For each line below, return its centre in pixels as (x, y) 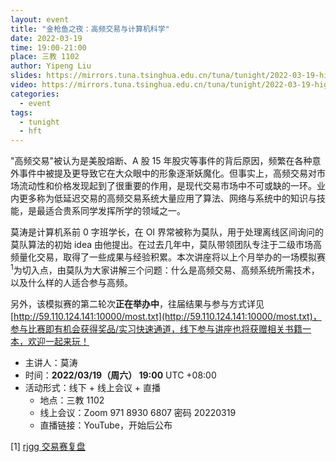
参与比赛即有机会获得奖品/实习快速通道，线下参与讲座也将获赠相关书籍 (156, 328)
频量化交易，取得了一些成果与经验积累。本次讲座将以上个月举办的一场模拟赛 (168, 257)
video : (24, 85)
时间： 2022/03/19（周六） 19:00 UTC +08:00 (120, 375)
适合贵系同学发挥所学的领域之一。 (115, 211)
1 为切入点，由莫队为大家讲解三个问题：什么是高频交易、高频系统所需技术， (165, 269)
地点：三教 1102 (72, 400)
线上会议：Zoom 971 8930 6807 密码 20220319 (138, 412)
